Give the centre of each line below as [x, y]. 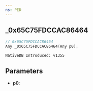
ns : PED [13, 10]
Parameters [24, 71]
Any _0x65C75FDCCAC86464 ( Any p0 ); [42, 47]
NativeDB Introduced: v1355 [35, 56]
